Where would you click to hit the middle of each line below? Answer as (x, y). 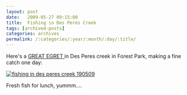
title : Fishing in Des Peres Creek (51, 23)
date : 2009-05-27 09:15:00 (42, 17)
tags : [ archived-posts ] (36, 28)
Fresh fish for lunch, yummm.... (44, 85)
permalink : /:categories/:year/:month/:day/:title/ (71, 39)
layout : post (22, 12)
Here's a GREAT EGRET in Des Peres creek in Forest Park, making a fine (94, 56)
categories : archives (33, 34)
